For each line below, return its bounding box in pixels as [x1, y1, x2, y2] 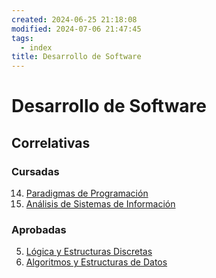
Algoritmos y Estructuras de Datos [25, 256, 168, 268]
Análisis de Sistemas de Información [25, 198, 176, 210]
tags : [11, 33, 34, 43]
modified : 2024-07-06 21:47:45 [11, 24, 142, 34]
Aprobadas [11, 222, 67, 236]
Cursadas [11, 164, 60, 178]
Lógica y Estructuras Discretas [25, 246, 153, 258]
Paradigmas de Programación [25, 187, 149, 199]
